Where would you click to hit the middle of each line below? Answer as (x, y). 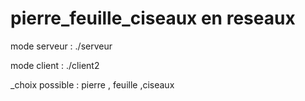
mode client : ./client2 (55, 65)
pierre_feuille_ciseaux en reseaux (153, 18)
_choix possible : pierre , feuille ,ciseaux (92, 84)
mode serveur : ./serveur (61, 46)
